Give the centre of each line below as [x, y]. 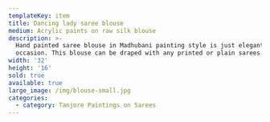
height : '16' [30, 68]
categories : [28, 98]
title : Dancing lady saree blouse [66, 23]
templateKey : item [39, 16]
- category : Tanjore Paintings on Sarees [86, 105]
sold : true [27, 75]
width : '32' [28, 61]
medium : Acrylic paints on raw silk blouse [82, 31]
